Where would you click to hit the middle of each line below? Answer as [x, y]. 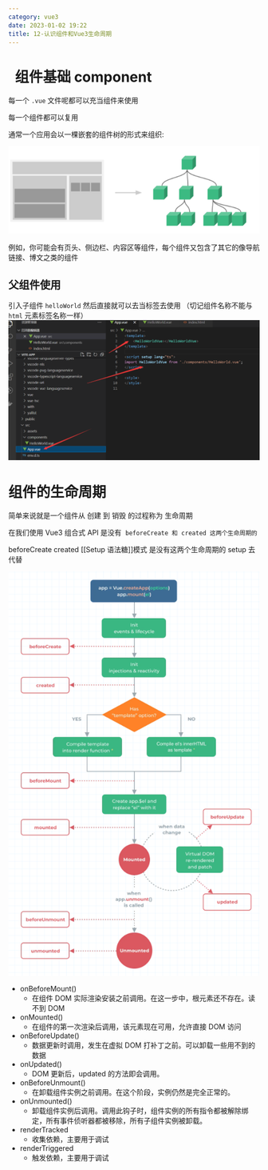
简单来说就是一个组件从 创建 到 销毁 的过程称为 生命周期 [100, 515]
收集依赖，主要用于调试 [70, 1140]
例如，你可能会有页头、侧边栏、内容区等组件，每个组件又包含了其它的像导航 [134, 247]
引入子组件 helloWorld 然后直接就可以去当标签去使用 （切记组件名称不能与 [130, 306]
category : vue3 [33, 17]
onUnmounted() [46, 1101]
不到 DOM [48, 1008]
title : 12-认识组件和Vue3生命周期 [60, 34]
